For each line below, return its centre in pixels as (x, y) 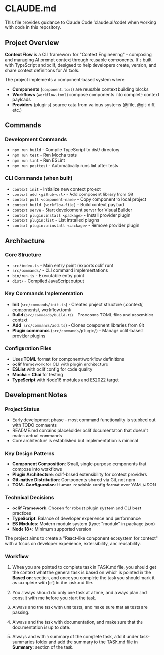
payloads (21, 99)
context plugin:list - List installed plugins (56, 220)
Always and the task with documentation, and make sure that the (78, 622)
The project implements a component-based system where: (65, 79)
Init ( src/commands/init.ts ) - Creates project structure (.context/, (78, 304)
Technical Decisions (30, 497)
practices (22, 513)
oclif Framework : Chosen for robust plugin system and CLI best (77, 508)
